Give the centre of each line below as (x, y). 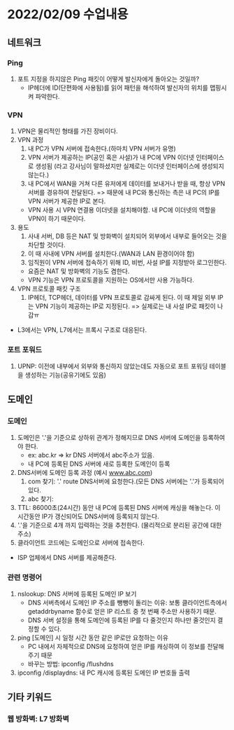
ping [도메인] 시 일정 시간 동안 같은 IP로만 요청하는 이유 (93, 638)
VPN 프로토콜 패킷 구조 (49, 289)
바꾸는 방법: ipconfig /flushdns (71, 664)
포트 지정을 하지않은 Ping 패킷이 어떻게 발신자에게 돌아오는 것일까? (108, 78)
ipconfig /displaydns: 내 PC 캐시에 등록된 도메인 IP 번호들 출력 (103, 673)
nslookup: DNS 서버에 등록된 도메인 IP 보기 (77, 594)
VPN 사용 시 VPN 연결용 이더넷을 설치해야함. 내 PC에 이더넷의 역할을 (122, 210)
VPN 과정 (30, 140)
